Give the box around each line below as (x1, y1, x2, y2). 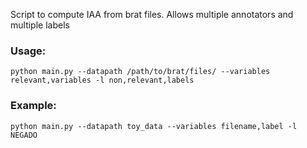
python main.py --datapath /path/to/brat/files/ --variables (10, 67, 271, 77)
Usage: (10, 44, 47, 58)
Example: (10, 99, 57, 113)
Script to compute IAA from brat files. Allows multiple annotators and (10, 9, 294, 20)
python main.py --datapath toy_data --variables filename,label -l (10, 121, 298, 131)
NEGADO (10, 130, 38, 140)
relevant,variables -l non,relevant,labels (10, 75, 195, 86)
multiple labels (10, 19, 70, 31)
